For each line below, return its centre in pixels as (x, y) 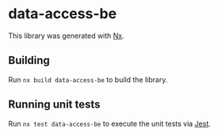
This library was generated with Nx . (66, 36)
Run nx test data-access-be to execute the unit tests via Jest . (110, 123)
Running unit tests (54, 105)
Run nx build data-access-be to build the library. (88, 79)
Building (29, 60)
